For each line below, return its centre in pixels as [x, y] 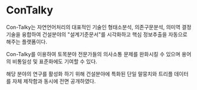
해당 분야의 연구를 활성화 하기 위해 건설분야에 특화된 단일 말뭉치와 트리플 [89, 74]
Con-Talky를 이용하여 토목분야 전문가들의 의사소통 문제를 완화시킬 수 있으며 [93, 54]
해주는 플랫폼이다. [27, 41]
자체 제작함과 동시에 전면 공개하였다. [54, 81]
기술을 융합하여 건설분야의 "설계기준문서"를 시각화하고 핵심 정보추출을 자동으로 [97, 34]
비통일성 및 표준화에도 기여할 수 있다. [55, 61]
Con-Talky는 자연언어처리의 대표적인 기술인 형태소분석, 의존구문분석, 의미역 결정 [99, 27]
